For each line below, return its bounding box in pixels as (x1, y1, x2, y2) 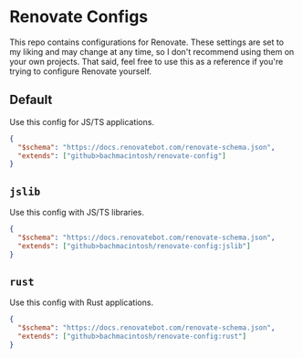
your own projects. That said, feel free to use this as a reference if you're (9, 56, 284, 67)
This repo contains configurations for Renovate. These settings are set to (9, 37, 285, 47)
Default (9, 92, 53, 108)
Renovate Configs (9, 6, 149, 27)
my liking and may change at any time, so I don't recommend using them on (9, 46, 295, 57)
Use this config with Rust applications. (9, 297, 153, 308)
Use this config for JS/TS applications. (9, 116, 155, 127)
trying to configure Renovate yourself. (9, 66, 152, 77)
